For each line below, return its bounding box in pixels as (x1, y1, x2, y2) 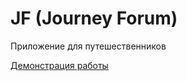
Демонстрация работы (10, 59, 109, 71)
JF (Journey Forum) (10, 7, 178, 30)
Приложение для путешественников (10, 40, 167, 52)
